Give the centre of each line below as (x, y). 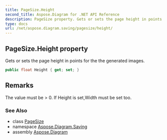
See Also (16, 110)
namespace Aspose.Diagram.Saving (50, 126)
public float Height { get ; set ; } (42, 70)
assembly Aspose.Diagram (40, 132)
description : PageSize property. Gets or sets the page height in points (84, 19)
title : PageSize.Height (30, 10)
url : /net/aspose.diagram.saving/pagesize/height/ (59, 28)
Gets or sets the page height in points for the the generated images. (75, 60)
